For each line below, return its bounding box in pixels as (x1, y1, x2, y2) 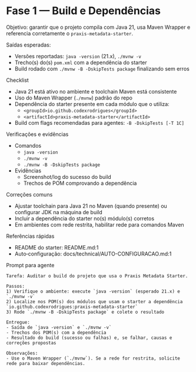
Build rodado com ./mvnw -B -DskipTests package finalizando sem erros (14, 65, 190, 72)
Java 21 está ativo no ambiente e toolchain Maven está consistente (14, 88, 177, 95)
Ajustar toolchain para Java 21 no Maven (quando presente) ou (14, 202, 168, 210)
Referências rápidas (6, 232, 55, 240)
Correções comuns (6, 191, 53, 198)
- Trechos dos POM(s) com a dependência (6, 330, 107, 336)
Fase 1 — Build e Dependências (6, 4, 161, 18)
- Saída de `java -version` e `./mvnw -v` (6, 324, 112, 330)
